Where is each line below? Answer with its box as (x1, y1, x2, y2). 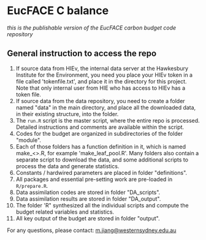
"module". (15, 136, 42, 144)
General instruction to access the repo (7, 48, 157, 59)
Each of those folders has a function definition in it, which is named (15, 142, 186, 150)
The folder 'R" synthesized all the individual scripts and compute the (15, 201, 189, 209)
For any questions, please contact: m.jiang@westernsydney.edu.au (7, 226, 177, 234)
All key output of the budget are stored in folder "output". (15, 214, 160, 222)
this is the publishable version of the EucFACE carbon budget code (7, 24, 177, 31)
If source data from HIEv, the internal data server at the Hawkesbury (15, 64, 189, 72)
